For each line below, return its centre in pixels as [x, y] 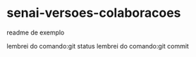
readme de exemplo [36, 32]
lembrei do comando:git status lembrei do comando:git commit [98, 46]
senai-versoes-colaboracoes [94, 13]
